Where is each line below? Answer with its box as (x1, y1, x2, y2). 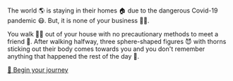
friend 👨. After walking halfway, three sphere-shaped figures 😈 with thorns (7, 38, 227, 45)
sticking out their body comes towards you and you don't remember (7, 45, 205, 53)
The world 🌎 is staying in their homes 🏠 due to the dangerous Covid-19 (7, 6, 218, 15)
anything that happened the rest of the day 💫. (7, 52, 140, 60)
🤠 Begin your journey (7, 66, 68, 74)
